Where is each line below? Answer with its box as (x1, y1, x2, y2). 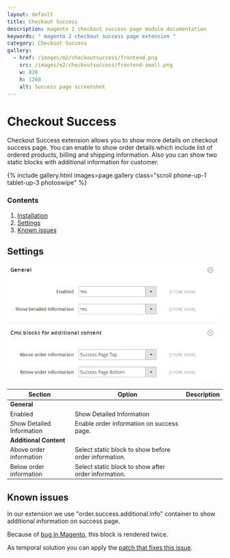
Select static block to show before (75, 446, 171, 454)
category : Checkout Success (7, 40, 88, 47)
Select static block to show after (75, 462, 166, 470)
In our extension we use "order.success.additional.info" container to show (7, 509, 216, 518)
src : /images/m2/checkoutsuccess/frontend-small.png (19, 62, 173, 68)
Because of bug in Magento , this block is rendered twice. (7, 530, 168, 538)
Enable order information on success (75, 419, 179, 427)
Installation (16, 211, 49, 219)
